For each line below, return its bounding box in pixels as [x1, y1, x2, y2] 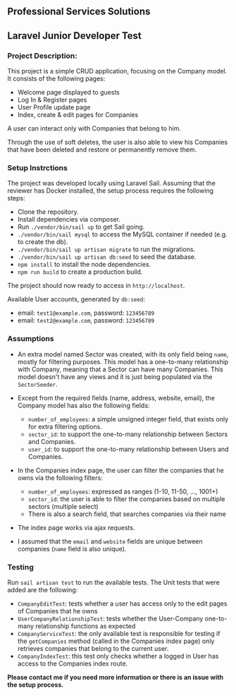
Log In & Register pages [17, 95, 87, 104]
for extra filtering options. [27, 422, 102, 431]
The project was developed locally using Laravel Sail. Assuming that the [7, 179, 216, 188]
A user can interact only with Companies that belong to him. [7, 124, 182, 133]
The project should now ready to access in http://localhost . [7, 282, 185, 290]
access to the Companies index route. [17, 659, 128, 668]
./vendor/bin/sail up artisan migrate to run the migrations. [17, 245, 196, 253]
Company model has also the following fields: [17, 401, 150, 409]
